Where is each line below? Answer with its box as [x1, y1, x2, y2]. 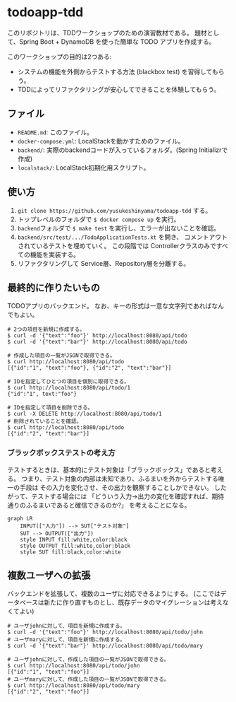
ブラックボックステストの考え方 [7, 448, 116, 458]
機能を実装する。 [30, 250, 80, 259]
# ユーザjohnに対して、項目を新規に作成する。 [7, 623, 125, 630]
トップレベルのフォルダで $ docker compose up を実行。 [17, 215, 180, 223]
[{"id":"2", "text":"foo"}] [7, 689, 90, 696]
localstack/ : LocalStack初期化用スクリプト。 [17, 163, 150, 172]
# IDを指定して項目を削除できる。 [7, 404, 94, 411]
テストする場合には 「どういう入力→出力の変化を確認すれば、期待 [31, 492, 224, 501]
